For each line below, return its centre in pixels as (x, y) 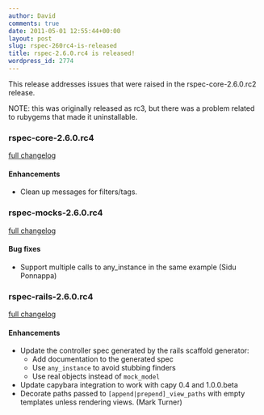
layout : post (30, 38)
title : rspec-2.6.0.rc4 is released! (72, 53)
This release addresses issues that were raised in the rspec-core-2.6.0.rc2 (132, 84)
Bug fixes (25, 249)
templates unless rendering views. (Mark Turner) (101, 402)
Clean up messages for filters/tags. (79, 192)
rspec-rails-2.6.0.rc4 (51, 296)
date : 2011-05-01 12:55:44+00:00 (65, 31)
